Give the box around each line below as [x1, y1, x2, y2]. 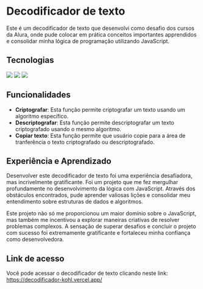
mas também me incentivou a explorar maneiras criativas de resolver [6, 216, 180, 224]
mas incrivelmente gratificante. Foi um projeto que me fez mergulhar [6, 179, 179, 186]
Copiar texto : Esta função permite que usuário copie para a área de [15, 132, 186, 139]
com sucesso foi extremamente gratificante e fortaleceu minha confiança [6, 229, 191, 237]
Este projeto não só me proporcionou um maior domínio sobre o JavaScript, [6, 210, 197, 217]
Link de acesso [6, 253, 65, 263]
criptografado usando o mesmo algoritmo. [15, 125, 122, 132]
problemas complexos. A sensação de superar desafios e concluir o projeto [6, 223, 196, 230]
